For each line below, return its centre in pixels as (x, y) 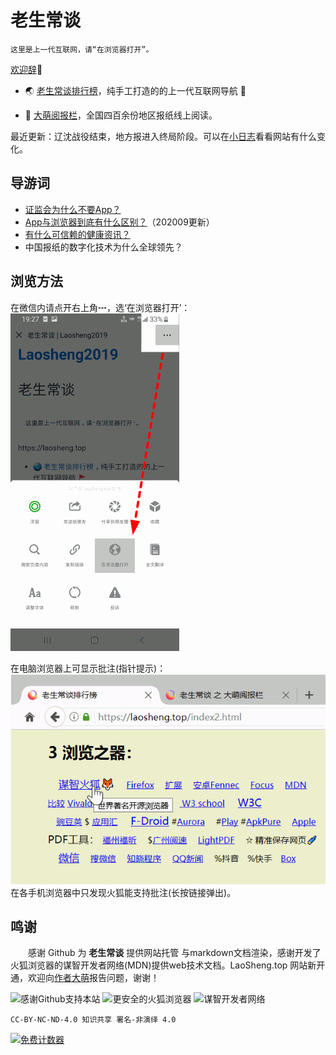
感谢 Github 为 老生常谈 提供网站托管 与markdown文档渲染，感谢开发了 (174, 953)
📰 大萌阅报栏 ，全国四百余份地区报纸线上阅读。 (121, 115)
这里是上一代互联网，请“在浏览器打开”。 (82, 49)
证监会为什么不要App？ (73, 209)
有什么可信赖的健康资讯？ (77, 234)
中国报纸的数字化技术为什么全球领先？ (103, 247)
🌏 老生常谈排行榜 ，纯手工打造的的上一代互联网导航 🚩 (135, 90)
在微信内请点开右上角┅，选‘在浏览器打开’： (100, 307)
